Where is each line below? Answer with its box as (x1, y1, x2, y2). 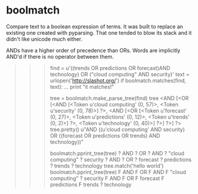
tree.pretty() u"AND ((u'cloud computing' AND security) (49, 126, 185, 133)
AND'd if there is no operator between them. (6, 53, 114, 60)
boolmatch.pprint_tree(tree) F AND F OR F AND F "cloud (49, 168, 186, 175)
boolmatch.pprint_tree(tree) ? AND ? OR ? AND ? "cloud (49, 149, 184, 156)
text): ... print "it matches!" (49, 83, 114, 90)
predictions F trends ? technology (49, 180, 132, 188)
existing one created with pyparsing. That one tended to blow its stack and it (6, 29, 192, 36)
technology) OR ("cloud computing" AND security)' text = (49, 71, 190, 78)
